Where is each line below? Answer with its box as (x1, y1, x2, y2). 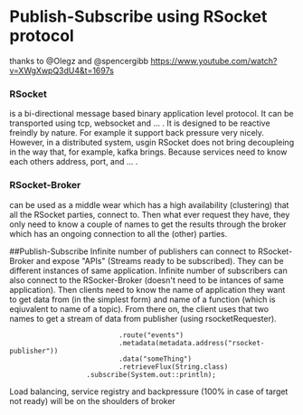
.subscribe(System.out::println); (86, 370, 217, 379)
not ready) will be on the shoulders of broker (9, 395, 176, 406)
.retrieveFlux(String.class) (118, 362, 229, 372)
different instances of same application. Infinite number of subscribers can (9, 265, 288, 276)
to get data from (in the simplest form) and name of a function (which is (9, 294, 276, 305)
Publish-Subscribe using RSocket (9, 6, 268, 27)
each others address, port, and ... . (9, 156, 138, 167)
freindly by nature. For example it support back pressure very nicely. (9, 127, 265, 138)
